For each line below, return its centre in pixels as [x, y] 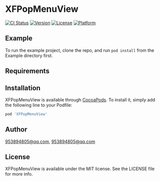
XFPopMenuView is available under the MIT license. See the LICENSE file [80, 169]
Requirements [27, 71]
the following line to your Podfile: [39, 105]
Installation [23, 88]
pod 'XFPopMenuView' [27, 114]
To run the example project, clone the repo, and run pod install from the [80, 50]
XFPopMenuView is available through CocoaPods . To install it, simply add [80, 99]
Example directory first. [29, 55]
